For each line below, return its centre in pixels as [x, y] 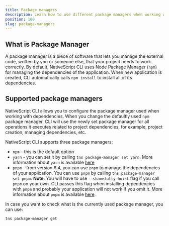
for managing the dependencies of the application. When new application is [84, 72]
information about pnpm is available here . [54, 194]
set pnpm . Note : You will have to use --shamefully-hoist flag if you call [86, 178]
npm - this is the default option [43, 152]
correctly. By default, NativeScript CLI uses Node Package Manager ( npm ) [81, 67]
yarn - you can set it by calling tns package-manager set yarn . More [82, 157]
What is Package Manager [47, 44]
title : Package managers [31, 10]
